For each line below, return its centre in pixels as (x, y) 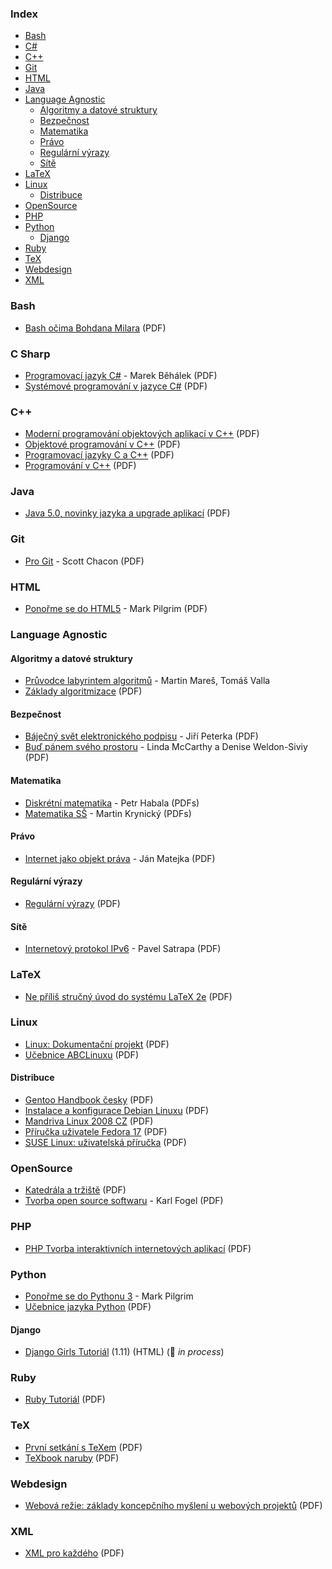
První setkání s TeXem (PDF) (83, 1447)
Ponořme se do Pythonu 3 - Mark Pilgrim (109, 1296)
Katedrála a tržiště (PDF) (75, 1190)
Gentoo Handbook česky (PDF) (89, 1100)
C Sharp (30, 354)
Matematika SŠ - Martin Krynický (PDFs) (108, 813)
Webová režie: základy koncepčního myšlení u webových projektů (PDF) (173, 1505)
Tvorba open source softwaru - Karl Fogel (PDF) (124, 1201)
